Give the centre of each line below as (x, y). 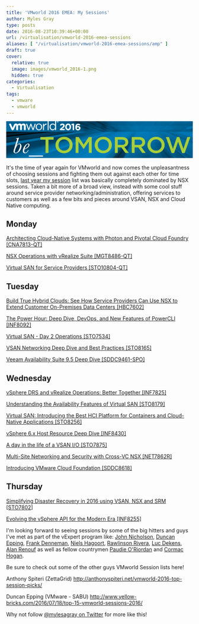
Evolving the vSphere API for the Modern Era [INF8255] (74, 519)
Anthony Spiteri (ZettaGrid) (39, 578)
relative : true (30, 62)
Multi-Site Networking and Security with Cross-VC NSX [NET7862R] (89, 456)
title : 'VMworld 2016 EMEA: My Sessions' (58, 12)
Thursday (25, 487)
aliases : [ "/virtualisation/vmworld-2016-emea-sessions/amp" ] (87, 44)
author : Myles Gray (30, 19)
